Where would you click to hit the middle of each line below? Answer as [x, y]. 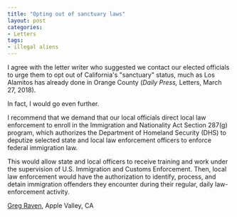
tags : [15, 41]
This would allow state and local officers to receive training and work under [118, 162]
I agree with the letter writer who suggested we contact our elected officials [118, 67]
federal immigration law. [43, 148]
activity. [58, 192]
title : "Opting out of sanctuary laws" [67, 14]
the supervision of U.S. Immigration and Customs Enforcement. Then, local [117, 169]
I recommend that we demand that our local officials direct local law [107, 117]
